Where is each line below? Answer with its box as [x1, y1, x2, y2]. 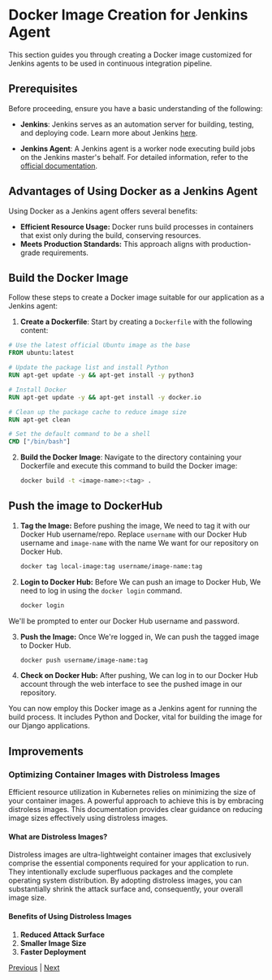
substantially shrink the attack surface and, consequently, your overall [8, 884, 244, 894]
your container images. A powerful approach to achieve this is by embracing [8, 796, 264, 805]
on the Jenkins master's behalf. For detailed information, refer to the [19, 152, 249, 162]
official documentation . [19, 161, 98, 171]
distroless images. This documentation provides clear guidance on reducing [8, 805, 263, 814]
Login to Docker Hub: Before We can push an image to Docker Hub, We [19, 576, 261, 586]
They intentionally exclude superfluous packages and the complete [8, 867, 234, 877]
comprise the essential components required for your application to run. [8, 858, 249, 868]
